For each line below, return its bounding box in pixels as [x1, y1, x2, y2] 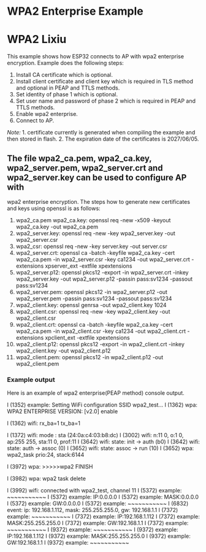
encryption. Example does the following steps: [7, 60, 124, 67]
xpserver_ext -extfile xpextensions [45, 262, 132, 270]
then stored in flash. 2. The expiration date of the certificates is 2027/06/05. [7, 135, 199, 142]
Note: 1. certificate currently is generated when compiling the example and [7, 129, 196, 136]
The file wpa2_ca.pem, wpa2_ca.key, [7, 153, 152, 163]
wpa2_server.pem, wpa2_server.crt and [7, 163, 163, 173]
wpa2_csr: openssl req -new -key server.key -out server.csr [15, 243, 167, 250]
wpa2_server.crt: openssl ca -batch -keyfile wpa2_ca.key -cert [15, 249, 175, 256]
